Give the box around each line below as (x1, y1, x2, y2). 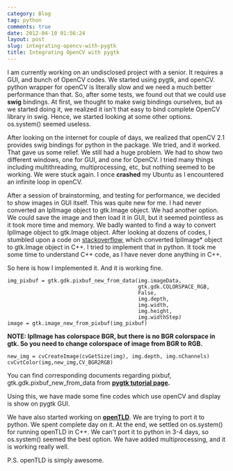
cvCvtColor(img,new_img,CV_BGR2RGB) (7, 359, 113, 366)
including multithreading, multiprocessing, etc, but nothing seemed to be (7, 163, 216, 171)
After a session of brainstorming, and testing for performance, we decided (7, 191, 220, 199)
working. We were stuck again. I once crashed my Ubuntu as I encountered (7, 170, 224, 178)
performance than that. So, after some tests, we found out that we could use (7, 90, 226, 98)
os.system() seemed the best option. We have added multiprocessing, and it (7, 435, 226, 443)
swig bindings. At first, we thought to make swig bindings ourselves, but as (7, 97, 223, 106)
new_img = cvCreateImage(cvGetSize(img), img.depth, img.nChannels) (7, 353, 210, 360)
